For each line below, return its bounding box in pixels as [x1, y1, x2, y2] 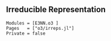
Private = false [6, 30, 46, 36]
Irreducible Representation [6, 5, 106, 15]
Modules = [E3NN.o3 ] [6, 20, 59, 26]
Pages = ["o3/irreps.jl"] [6, 25, 75, 31]
